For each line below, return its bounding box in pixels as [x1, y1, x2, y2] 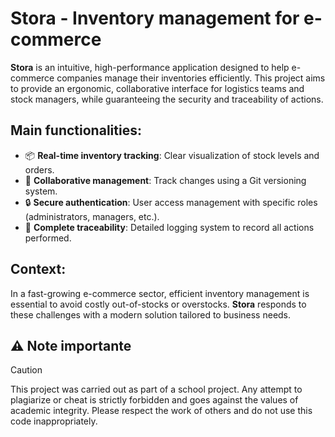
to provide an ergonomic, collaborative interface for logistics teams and [10, 82, 305, 94]
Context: [10, 261, 67, 278]
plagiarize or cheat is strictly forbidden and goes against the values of [10, 394, 299, 406]
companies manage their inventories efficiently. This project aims [56, 72, 326, 84]
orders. [24, 163, 55, 176]
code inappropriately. [10, 415, 98, 427]
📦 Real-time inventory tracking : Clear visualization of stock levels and [24, 149, 320, 161]
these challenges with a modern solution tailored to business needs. [10, 308, 292, 321]
